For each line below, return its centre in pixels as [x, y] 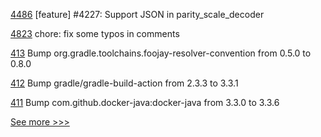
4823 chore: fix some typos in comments [95, 33]
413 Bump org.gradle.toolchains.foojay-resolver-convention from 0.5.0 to [161, 53]
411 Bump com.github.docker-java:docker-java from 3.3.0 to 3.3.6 [145, 102]
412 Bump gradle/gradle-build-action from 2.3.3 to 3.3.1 [124, 83]
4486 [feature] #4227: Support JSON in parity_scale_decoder [137, 14]
